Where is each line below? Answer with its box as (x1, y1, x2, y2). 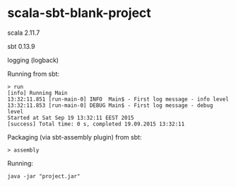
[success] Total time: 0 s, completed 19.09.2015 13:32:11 (7, 120, 185, 127)
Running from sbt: (7, 69, 60, 78)
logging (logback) (7, 55, 59, 64)
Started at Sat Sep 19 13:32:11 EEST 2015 (7, 114, 134, 121)
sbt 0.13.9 (7, 42, 35, 50)
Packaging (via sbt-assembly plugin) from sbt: (7, 132, 142, 141)
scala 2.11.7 (7, 28, 40, 37)
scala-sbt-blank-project (7, 5, 152, 21)
